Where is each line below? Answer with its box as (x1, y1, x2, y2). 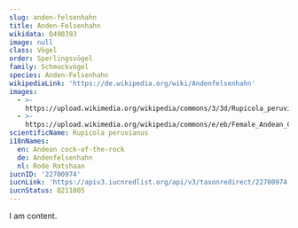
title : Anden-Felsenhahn (9, 21, 101, 30)
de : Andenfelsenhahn (17, 153, 93, 162)
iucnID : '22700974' (9, 169, 82, 178)
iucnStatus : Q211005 (9, 186, 86, 195)
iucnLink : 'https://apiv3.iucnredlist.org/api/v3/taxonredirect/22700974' (9, 178, 292, 187)
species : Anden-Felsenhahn (9, 71, 109, 80)
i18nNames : (9, 137, 50, 145)
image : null (9, 37, 53, 47)
